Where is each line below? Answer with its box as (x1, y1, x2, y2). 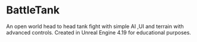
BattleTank (6, 3, 60, 17)
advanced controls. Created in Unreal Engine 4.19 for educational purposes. (6, 29, 192, 36)
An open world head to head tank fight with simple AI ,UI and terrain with (6, 23, 184, 30)
